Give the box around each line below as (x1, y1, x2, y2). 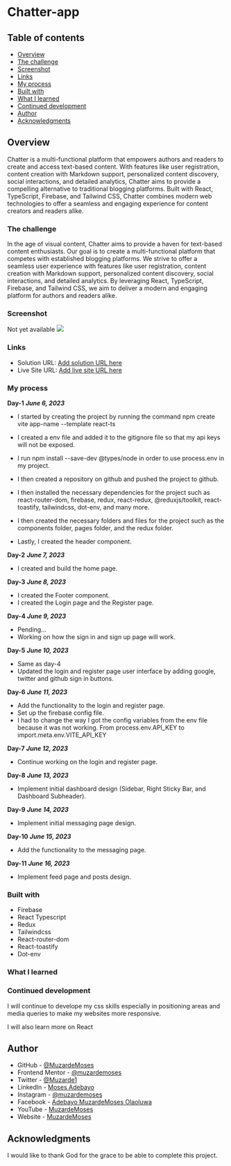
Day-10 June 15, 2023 (7, 832, 71, 840)
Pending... (17, 625, 47, 634)
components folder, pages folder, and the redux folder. (17, 524, 173, 532)
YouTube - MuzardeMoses (17, 1105, 94, 1114)
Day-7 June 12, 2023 (7, 744, 68, 752)
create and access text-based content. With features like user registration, (7, 162, 220, 171)
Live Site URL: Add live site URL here (17, 366, 123, 374)
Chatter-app (7, 4, 80, 20)
